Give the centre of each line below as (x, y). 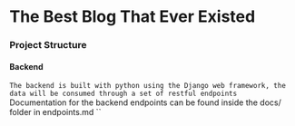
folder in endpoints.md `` (55, 112)
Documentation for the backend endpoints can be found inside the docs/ (145, 102)
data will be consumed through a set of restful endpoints (123, 94)
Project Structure (48, 45)
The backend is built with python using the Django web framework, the (147, 86)
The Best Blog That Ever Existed (133, 17)
